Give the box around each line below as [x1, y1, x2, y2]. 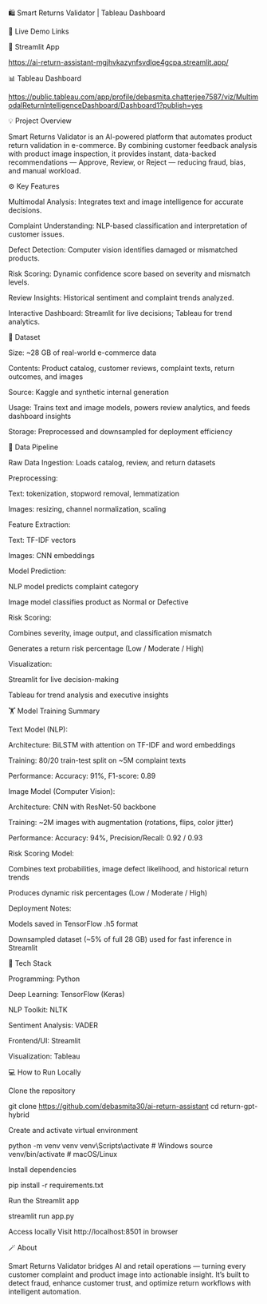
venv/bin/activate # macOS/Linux [8, 1150, 118, 1158]
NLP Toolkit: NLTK [8, 1005, 68, 1015]
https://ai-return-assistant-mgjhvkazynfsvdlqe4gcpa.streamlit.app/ [8, 58, 229, 67]
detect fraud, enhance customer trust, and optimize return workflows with [8, 1278, 251, 1287]
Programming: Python [8, 974, 80, 983]
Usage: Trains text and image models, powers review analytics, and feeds [8, 403, 251, 412]
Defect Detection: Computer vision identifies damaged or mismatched [8, 245, 238, 254]
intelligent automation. [8, 1287, 81, 1296]
